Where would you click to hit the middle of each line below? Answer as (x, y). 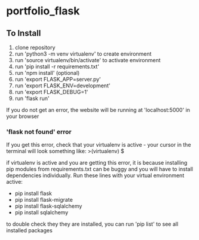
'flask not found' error (39, 132)
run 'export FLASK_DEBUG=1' (51, 92)
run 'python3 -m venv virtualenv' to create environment (83, 54)
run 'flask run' (32, 98)
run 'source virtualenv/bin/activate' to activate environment (88, 60)
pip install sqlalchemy (42, 212)
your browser (23, 116)
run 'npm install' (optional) (47, 73)
